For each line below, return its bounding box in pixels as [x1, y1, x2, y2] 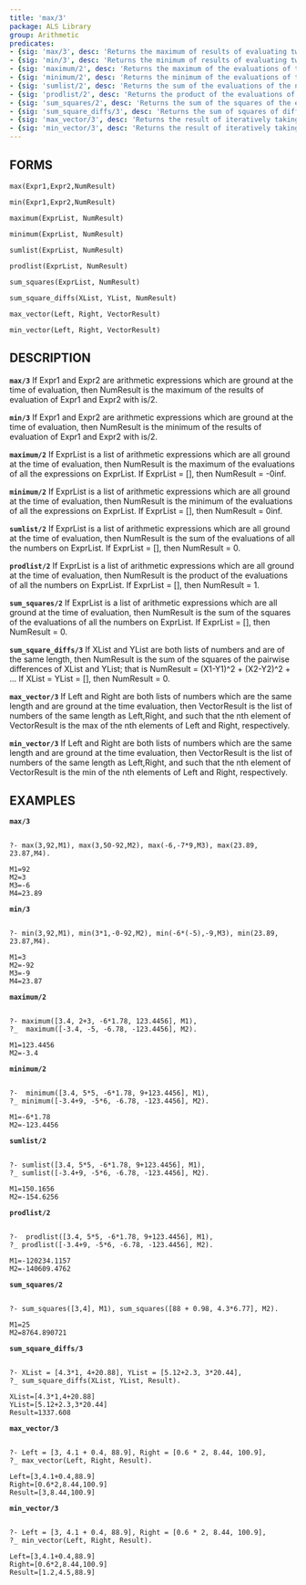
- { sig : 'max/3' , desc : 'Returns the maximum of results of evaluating [9, 47, 287, 57]
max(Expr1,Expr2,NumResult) [9, 182, 117, 191]
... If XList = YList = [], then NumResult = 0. [9, 673, 170, 684]
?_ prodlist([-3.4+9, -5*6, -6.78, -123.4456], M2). [9, 1241, 214, 1250]
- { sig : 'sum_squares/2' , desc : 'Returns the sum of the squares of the [9, 98, 291, 108]
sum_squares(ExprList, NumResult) [9, 278, 141, 287]
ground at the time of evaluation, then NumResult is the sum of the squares [9, 606, 291, 617]
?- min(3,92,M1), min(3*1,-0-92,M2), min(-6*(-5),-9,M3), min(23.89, [9, 929, 280, 939]
